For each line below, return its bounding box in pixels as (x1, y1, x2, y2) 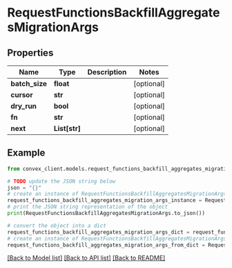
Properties (7, 47, 54, 59)
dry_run (10, 101, 37, 111)
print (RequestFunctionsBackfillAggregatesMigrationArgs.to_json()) (7, 210, 206, 217)
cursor (10, 90, 33, 99)
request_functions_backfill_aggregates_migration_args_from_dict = (7, 241, 206, 249)
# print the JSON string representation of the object (7, 203, 168, 211)
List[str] (53, 124, 81, 133)
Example (7, 147, 46, 159)
